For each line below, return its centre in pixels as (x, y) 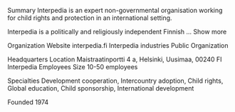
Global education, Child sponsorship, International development (101, 88)
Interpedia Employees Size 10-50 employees (73, 67)
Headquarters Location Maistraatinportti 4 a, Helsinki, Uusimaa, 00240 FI (115, 59)
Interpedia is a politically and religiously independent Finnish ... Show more (117, 32)
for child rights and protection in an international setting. (90, 18)
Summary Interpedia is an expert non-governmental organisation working (115, 10)
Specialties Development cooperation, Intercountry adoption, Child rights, (115, 81)
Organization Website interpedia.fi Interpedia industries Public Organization (118, 45)
